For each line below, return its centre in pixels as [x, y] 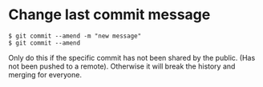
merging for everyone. [45, 74]
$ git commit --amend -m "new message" [75, 36]
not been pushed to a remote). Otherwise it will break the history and [122, 66]
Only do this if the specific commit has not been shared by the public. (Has [132, 57]
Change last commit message [109, 15]
